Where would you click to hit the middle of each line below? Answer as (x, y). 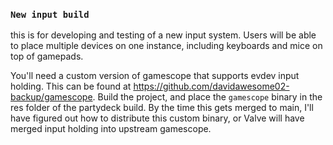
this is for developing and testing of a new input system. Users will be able (163, 35)
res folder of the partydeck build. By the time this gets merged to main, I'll (162, 108)
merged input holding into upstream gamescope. (111, 129)
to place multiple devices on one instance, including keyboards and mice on (166, 46)
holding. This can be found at (71, 86)
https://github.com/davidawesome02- (211, 86)
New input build (50, 14)
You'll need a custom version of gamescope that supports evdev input (155, 76)
